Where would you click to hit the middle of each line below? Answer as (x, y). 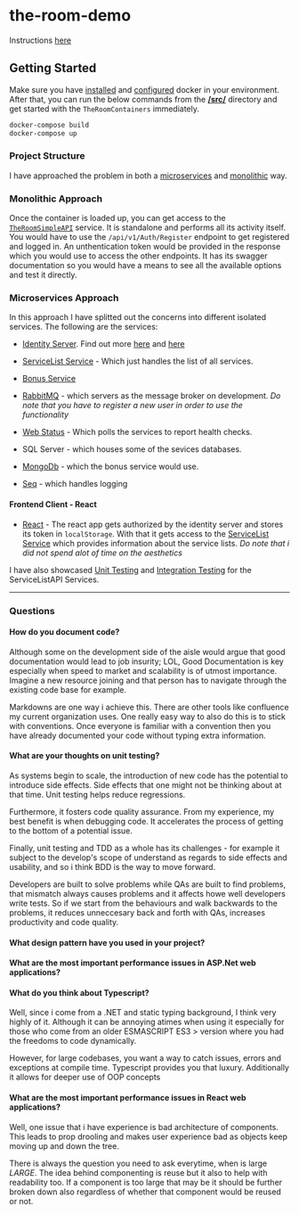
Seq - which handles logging (75, 484)
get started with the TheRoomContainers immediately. (105, 109)
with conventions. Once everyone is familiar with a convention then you (140, 726)
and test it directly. (43, 275)
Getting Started (53, 68)
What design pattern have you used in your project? (107, 942)
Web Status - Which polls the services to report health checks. (137, 432)
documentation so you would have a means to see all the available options (145, 266)
